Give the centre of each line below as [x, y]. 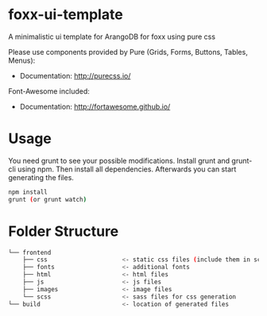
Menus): [22, 60]
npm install [28, 192]
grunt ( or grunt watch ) [48, 199]
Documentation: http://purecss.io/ [75, 75]
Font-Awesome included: [49, 91]
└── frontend [30, 252]
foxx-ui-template [66, 15]
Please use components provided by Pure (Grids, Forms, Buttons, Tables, [128, 52]
